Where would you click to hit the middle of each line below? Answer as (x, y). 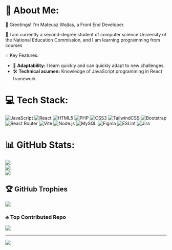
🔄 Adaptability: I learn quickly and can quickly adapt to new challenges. (89, 65)
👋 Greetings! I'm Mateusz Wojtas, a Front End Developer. (65, 25)
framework (24, 78)
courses (14, 45)
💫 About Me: (32, 10)
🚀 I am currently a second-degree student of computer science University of (86, 34)
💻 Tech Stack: (37, 100)
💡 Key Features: (22, 55)
